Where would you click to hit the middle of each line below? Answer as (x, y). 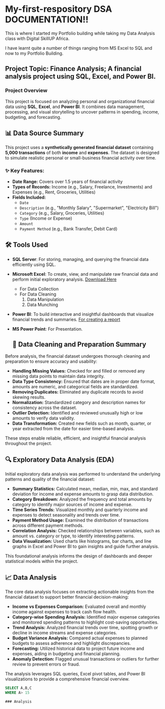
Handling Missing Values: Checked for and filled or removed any (79, 371)
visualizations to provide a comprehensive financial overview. (67, 679)
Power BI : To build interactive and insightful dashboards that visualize (83, 314)
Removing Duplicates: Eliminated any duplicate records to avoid (78, 392)
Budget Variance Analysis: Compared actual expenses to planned (80, 638)
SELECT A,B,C (18, 688)
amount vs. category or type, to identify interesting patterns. (74, 536)
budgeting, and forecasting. (33, 117)
